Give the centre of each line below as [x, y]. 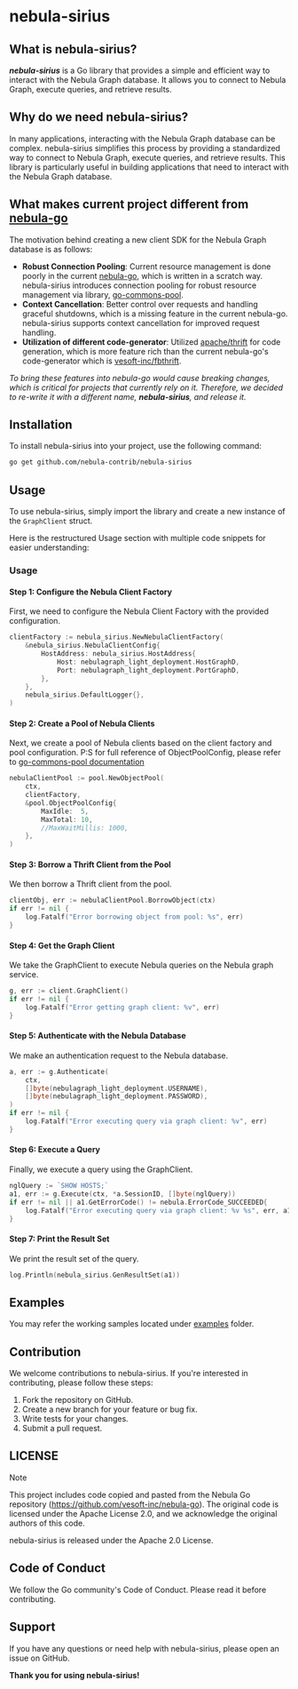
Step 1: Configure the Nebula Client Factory [91, 592]
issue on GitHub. [39, 1658]
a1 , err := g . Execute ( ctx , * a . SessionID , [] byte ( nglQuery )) [123, 1194]
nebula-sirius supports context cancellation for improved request [141, 323]
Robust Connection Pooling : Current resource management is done [146, 266]
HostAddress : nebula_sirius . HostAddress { [119, 654]
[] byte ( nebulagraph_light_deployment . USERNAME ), [117, 1088]
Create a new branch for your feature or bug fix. [110, 1409]
